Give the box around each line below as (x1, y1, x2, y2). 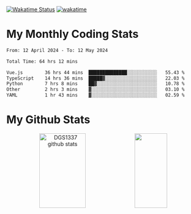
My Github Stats (6, 113, 91, 127)
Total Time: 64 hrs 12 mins (6, 58, 78, 64)
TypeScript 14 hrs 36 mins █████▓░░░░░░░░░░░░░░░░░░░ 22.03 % (6, 75, 185, 81)
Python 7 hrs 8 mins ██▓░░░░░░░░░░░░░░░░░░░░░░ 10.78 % (6, 81, 185, 87)
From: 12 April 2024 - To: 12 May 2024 (6, 47, 108, 53)
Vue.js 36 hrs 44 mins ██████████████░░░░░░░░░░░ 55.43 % (6, 69, 185, 76)
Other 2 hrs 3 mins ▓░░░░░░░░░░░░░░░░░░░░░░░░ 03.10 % (6, 86, 185, 93)
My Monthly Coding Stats (6, 28, 139, 41)
